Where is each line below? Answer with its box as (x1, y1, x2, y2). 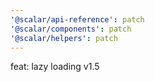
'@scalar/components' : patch (10, 24, 132, 34)
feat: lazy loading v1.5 (10, 61, 100, 73)
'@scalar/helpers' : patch (10, 33, 118, 43)
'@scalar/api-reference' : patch (10, 14, 145, 25)
